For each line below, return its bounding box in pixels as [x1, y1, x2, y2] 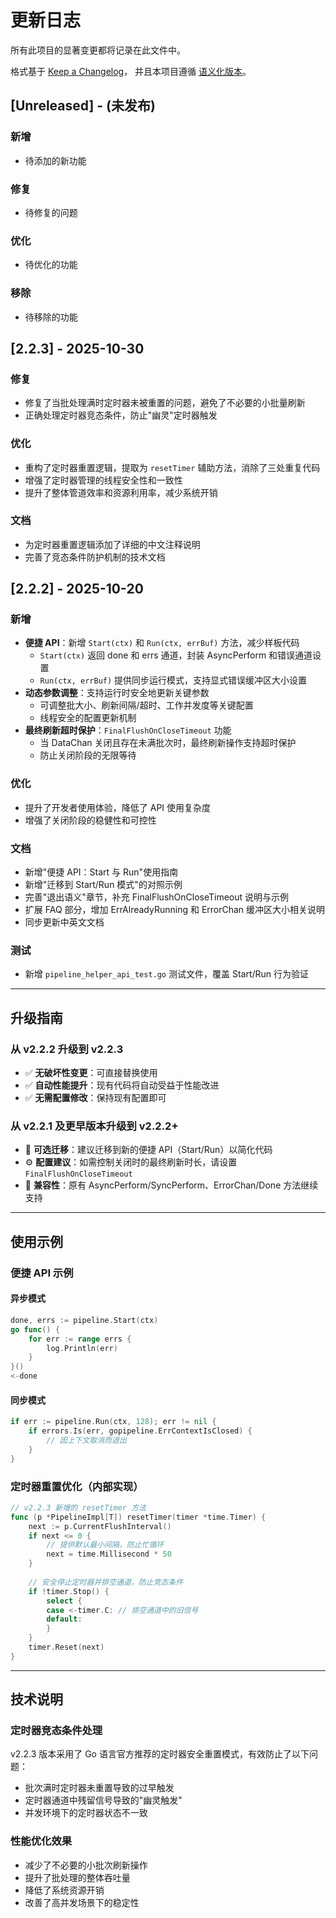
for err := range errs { [28, 1334, 132, 1344]
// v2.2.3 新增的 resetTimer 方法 [10, 1502, 147, 1513]
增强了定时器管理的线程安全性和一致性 [24, 474, 183, 486]
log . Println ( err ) [46, 1343, 118, 1353]
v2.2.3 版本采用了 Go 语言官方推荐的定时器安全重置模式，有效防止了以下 [10, 1748, 310, 1760]
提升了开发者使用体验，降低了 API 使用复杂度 [24, 801, 212, 813]
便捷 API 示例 [10, 1266, 74, 1280]
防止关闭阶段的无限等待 [39, 749, 137, 761]
